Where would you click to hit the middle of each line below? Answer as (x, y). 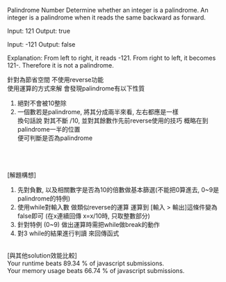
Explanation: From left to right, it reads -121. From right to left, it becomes (112, 58)
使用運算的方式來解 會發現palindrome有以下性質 (76, 88)
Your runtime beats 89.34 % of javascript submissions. (86, 263)
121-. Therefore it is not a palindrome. (61, 65)
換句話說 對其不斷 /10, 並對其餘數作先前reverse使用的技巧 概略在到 (113, 120)
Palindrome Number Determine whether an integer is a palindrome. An (108, 10)
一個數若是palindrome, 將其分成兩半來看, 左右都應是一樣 (98, 112)
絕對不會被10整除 (42, 103)
